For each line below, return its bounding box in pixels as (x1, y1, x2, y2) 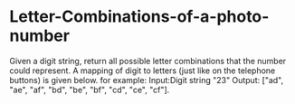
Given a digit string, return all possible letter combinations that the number (9, 55, 287, 66)
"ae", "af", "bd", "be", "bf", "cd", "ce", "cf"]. (9, 84, 170, 95)
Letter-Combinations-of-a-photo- (9, 6, 270, 27)
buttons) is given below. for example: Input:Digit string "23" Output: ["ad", (9, 74, 284, 85)
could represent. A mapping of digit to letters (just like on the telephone (9, 65, 276, 76)
